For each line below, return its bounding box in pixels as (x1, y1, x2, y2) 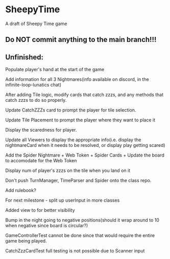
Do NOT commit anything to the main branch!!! (5, 35, 157, 44)
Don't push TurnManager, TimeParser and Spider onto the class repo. (5, 178, 152, 184)
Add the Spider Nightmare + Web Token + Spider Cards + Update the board (5, 152, 165, 158)
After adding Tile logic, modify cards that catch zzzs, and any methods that (5, 92, 164, 98)
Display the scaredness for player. (5, 127, 77, 133)
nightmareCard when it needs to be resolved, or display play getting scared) (5, 142, 165, 148)
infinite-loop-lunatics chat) (5, 82, 62, 88)
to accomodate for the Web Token (5, 158, 77, 164)
